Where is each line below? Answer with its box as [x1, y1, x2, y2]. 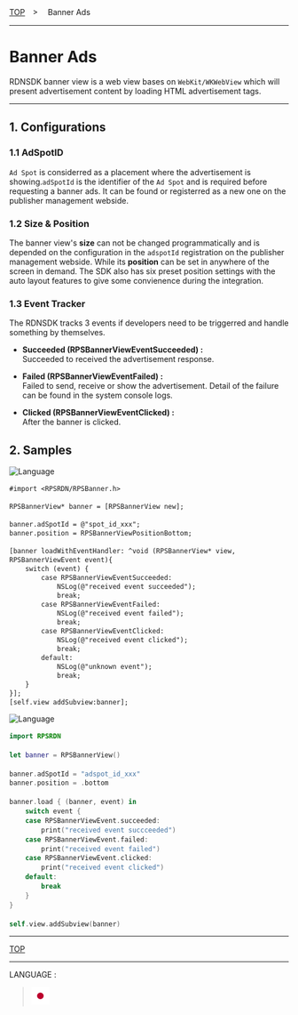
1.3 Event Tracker [9, 297, 86, 310]
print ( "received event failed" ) [41, 844, 161, 853]
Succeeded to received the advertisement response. [21, 354, 215, 365]
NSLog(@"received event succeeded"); [56, 583, 197, 592]
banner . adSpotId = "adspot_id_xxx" [9, 769, 141, 778]
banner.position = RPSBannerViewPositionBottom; [9, 529, 192, 538]
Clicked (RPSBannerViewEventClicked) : [21, 407, 175, 418]
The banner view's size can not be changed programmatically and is [9, 238, 260, 248]
